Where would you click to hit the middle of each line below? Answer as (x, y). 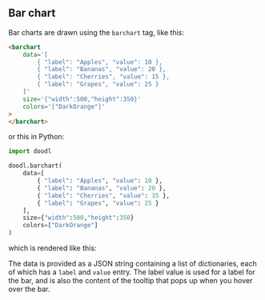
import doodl (30, 151)
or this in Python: (36, 137)
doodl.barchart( (35, 166)
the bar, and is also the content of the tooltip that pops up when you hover (130, 281)
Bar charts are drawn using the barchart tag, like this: (96, 32)
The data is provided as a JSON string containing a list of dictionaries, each (133, 264)
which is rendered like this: (52, 248)
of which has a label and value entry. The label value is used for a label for (132, 272)
